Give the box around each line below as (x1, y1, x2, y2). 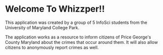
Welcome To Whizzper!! (5, 3, 105, 15)
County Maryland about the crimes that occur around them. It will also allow (5, 39, 158, 45)
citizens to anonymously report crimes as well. (5, 44, 99, 50)
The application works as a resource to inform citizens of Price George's (5, 34, 151, 40)
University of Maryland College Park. (5, 24, 80, 30)
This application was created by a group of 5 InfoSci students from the (5, 19, 148, 25)
